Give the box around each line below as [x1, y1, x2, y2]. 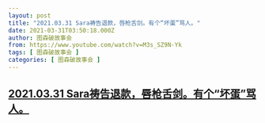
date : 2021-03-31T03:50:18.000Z [8, 26, 115, 34]
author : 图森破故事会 [8, 33, 73, 42]
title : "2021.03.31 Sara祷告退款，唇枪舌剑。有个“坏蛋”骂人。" [8, 19, 201, 27]
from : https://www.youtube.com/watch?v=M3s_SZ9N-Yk [8, 41, 182, 49]
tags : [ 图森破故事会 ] [8, 48, 79, 56]
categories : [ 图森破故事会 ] [8, 56, 100, 64]
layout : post [8, 11, 51, 20]
